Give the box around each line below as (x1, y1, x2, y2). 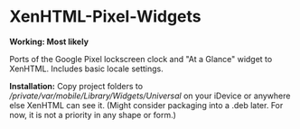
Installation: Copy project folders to (9, 80, 143, 91)
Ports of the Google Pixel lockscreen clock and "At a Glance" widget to (9, 53, 273, 64)
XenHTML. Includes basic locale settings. (9, 63, 164, 74)
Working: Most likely (9, 36, 89, 47)
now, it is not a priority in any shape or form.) (9, 109, 176, 120)
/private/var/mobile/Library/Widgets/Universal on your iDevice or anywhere (9, 90, 291, 101)
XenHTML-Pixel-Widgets (9, 6, 202, 27)
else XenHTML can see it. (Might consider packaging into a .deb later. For (9, 99, 284, 110)
